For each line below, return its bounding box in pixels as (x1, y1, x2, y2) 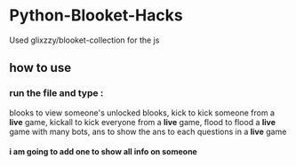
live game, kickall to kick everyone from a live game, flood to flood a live (9, 116, 276, 127)
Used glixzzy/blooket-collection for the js (9, 35, 160, 45)
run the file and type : (9, 87, 104, 99)
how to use (9, 60, 72, 75)
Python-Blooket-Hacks (9, 5, 184, 26)
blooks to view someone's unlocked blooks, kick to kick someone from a (9, 107, 276, 118)
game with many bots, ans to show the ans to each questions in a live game (9, 126, 287, 137)
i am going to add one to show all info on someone (9, 146, 197, 157)
